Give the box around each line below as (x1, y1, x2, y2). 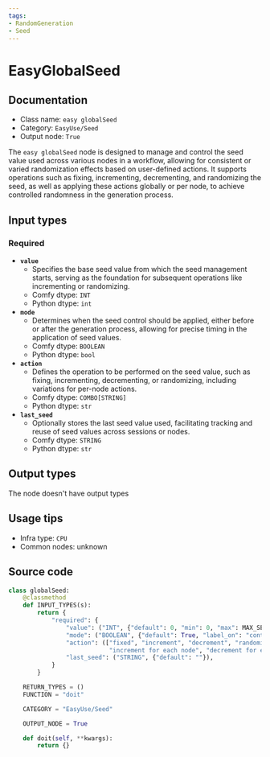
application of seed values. (31, 333, 122, 343)
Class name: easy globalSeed (19, 114, 117, 125)
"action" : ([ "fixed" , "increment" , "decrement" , (65, 639, 231, 647)
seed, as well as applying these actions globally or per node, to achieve (8, 182, 245, 191)
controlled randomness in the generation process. (8, 190, 174, 200)
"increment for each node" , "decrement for (108, 646, 257, 654)
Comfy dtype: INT (31, 290, 91, 300)
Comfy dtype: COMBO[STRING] (31, 393, 127, 402)
